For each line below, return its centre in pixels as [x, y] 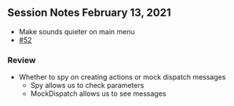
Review [22, 60]
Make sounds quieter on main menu [77, 31]
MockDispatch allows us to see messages [98, 94]
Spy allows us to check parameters [87, 86]
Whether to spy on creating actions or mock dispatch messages [122, 77]
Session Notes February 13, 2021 [89, 13]
